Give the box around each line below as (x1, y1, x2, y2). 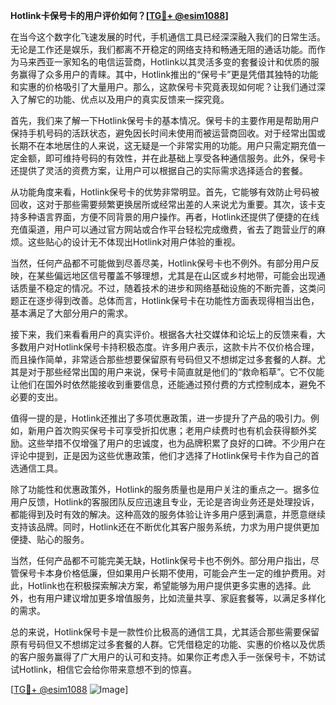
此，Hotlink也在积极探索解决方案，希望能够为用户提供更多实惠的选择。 (10, 580, 303, 591)
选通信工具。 (10, 462, 63, 474)
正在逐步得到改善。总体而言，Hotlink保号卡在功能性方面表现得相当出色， (18, 295, 320, 306)
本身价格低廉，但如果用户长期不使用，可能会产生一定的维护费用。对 (44, 567, 326, 579)
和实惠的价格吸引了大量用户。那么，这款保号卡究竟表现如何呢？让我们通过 (10, 81, 317, 93)
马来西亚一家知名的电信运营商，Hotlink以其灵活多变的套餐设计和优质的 (18, 56, 312, 68)
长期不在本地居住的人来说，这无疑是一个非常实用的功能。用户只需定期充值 (10, 140, 317, 151)
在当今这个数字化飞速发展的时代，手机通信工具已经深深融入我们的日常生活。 (10, 31, 326, 43)
